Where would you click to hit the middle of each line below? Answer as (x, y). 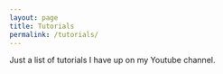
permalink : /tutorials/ (54, 34)
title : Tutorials (42, 26)
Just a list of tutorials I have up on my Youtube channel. (112, 60)
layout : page (34, 18)
